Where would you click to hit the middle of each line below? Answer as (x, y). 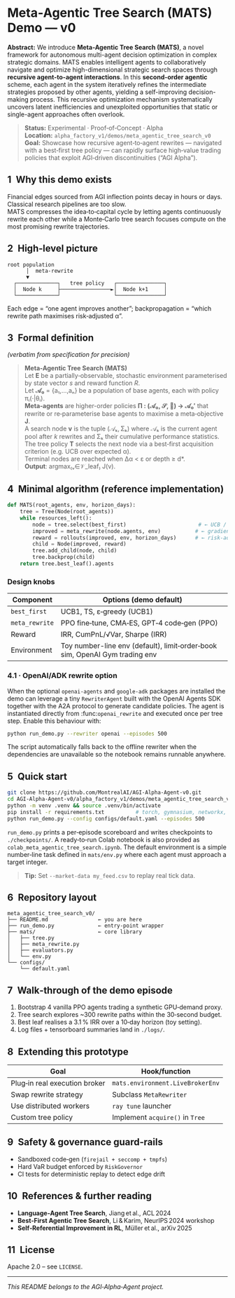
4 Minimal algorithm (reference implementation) (116, 489)
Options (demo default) (143, 600)
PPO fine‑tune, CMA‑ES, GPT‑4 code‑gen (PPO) (139, 623)
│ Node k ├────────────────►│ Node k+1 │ (91, 289)
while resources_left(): (56, 518)
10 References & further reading (79, 1196)
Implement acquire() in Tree (158, 1118)
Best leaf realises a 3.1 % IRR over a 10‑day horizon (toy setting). (109, 1022)
